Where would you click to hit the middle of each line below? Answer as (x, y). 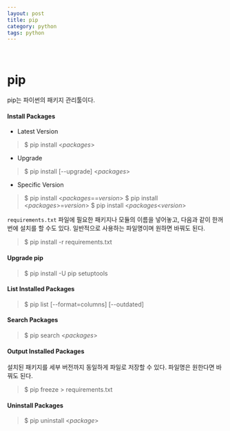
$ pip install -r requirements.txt (68, 242)
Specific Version (40, 185)
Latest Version (38, 132)
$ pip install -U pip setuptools (66, 273)
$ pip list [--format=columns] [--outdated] (84, 304)
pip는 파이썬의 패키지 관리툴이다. (51, 100)
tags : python (26, 33)
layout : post (26, 13)
